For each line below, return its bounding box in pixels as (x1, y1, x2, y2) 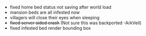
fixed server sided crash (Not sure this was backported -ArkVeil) (9, 20, 142, 26)
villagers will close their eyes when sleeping (9, 15, 100, 20)
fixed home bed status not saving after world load (9, 4, 111, 10)
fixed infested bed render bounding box (9, 25, 91, 31)
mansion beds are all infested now (9, 9, 80, 15)
